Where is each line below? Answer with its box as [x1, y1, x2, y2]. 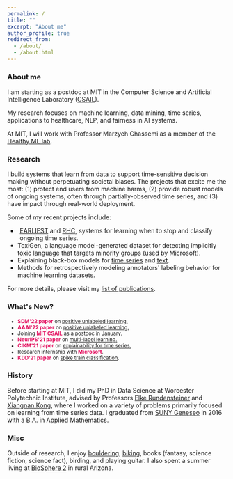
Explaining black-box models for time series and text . [17, 256, 170, 265]
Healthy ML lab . [7, 137, 52, 146]
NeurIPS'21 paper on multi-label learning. [17, 336, 118, 343]
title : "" [7, 17, 36, 24]
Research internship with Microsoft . [17, 348, 104, 355]
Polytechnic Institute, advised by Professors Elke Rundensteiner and [7, 394, 203, 402]
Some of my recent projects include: [7, 213, 111, 221]
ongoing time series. [19, 234, 79, 242]
